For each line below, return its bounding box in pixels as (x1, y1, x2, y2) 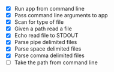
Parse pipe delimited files (14, 39, 77, 46)
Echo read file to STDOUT (14, 32, 79, 39)
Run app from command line (14, 5, 85, 12)
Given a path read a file (14, 25, 73, 32)
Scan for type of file (14, 18, 64, 26)
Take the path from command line (14, 59, 98, 66)
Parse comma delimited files (14, 52, 85, 59)
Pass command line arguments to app (14, 12, 109, 19)
